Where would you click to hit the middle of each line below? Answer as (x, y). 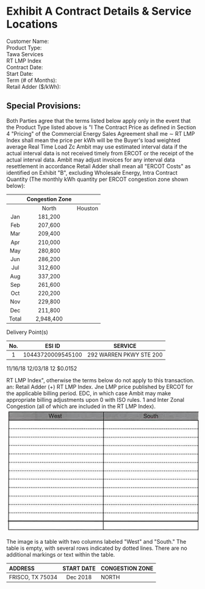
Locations (32, 24)
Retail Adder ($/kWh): (34, 86)
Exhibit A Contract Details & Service (99, 11)
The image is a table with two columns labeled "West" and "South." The (96, 542)
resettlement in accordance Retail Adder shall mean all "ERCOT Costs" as (99, 166)
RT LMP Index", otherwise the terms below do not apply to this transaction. (100, 380)
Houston (88, 208)
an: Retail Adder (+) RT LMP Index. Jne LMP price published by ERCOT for (100, 387)
